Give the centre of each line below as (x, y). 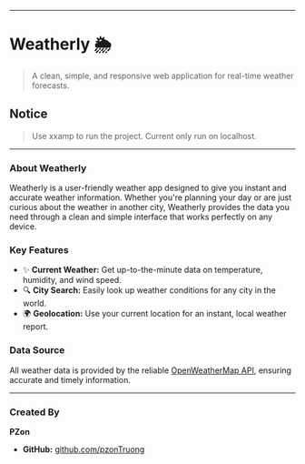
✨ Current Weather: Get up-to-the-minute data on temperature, (143, 270)
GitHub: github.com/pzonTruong (84, 449)
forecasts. (50, 85)
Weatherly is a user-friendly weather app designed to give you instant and (148, 188)
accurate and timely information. (70, 379)
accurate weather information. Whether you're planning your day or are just (151, 197)
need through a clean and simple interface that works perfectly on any (141, 217)
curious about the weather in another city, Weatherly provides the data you (150, 207)
